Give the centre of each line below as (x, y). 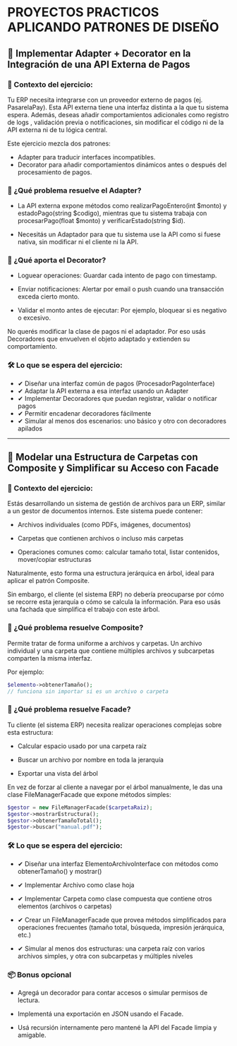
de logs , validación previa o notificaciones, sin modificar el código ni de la (116, 122)
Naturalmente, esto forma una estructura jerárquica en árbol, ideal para (111, 573)
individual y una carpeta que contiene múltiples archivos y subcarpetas (111, 651)
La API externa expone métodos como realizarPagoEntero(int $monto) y (122, 206)
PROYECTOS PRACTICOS (83, 12)
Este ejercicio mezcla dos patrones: (59, 143)
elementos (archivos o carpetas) (65, 906)
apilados (30, 428)
